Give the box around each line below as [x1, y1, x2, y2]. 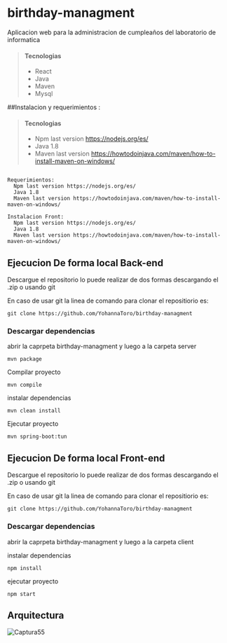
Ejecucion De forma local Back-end [7, 257, 163, 269]
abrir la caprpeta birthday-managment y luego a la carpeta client [7, 537, 194, 546]
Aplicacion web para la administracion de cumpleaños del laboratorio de [7, 28, 216, 36]
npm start [7, 590, 36, 597]
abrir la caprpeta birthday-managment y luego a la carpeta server [7, 342, 197, 351]
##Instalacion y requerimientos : [7, 103, 101, 111]
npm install [7, 565, 42, 572]
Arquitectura [7, 609, 64, 621]
